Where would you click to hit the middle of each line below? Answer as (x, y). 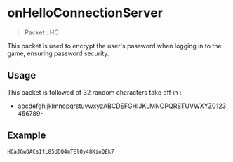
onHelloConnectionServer (85, 13)
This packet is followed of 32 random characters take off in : (94, 92)
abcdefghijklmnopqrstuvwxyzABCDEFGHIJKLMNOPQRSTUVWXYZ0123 (122, 106)
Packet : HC (42, 32)
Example (27, 136)
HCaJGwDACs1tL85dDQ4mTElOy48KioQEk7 (61, 151)
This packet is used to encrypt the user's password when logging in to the (115, 46)
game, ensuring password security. (58, 53)
